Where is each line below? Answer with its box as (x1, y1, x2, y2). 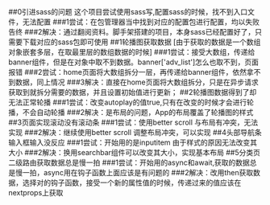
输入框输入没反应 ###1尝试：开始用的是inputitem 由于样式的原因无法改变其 (8, 137, 258, 147)
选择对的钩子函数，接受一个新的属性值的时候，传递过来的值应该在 (22, 178, 242, 187)
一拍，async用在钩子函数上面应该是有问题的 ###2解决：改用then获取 (22, 168, 254, 177)
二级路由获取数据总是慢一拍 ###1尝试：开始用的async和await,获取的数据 (8, 158, 250, 167)
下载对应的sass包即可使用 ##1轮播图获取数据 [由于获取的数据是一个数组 (22, 37, 261, 47)
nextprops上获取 (8, 188, 64, 197)
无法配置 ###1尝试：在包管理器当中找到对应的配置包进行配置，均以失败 (22, 17, 260, 27)
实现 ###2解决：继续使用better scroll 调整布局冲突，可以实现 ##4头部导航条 (8, 128, 262, 137)
